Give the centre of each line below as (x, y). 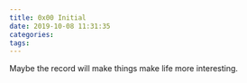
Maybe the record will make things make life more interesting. (124, 69)
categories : (32, 34)
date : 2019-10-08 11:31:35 (60, 26)
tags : (19, 43)
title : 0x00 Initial (48, 18)
